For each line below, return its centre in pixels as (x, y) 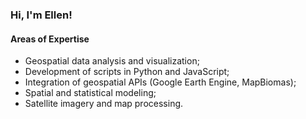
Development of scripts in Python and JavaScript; (127, 72)
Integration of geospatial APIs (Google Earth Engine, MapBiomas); (160, 82)
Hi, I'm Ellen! (41, 15)
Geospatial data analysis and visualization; (112, 61)
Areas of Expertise (50, 39)
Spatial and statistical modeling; (90, 93)
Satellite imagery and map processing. (104, 104)
